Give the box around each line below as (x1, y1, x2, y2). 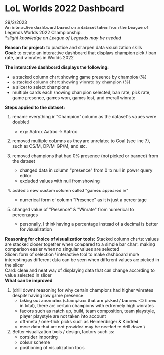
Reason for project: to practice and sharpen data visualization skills (5, 44, 142, 50)
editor (19, 172, 32, 178)
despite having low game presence (12, 292, 83, 298)
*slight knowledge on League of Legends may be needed (5, 35, 121, 41)
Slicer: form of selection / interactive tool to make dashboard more (5, 251, 139, 257)
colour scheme (19, 339, 50, 345)
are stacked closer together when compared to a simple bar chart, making (5, 241, 156, 247)
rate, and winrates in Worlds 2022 (5, 55, 74, 60)
